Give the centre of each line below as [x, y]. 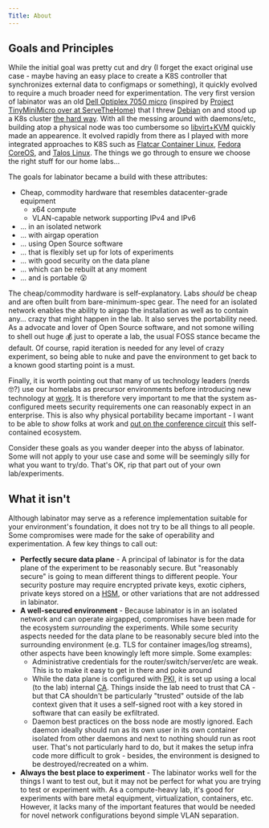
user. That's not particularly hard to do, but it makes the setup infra [143, 747]
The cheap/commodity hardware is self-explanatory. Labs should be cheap [133, 293]
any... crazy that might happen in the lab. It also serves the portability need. [133, 319]
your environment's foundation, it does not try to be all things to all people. [132, 527]
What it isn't [39, 499]
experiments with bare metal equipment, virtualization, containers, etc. [137, 798]
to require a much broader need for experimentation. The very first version [132, 93]
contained [25, 432]
